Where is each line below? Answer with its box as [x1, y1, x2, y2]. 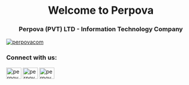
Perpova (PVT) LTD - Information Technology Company [19, 25, 183, 34]
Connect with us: [6, 53, 57, 62]
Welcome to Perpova [47, 4, 154, 17]
